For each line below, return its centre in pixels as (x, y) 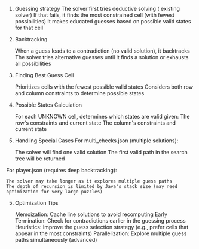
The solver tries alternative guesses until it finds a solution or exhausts (102, 57)
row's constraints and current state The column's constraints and (95, 123)
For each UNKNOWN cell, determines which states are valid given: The (102, 116)
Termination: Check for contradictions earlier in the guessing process (100, 221)
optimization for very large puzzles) (54, 192)
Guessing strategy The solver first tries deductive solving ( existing (97, 9)
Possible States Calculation (48, 105)
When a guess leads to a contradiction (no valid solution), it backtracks (102, 51)
